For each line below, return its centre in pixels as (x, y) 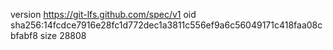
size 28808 (63, 35)
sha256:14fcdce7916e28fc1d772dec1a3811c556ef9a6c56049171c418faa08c (166, 25)
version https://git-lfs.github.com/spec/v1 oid (103, 14)
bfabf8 (24, 35)
